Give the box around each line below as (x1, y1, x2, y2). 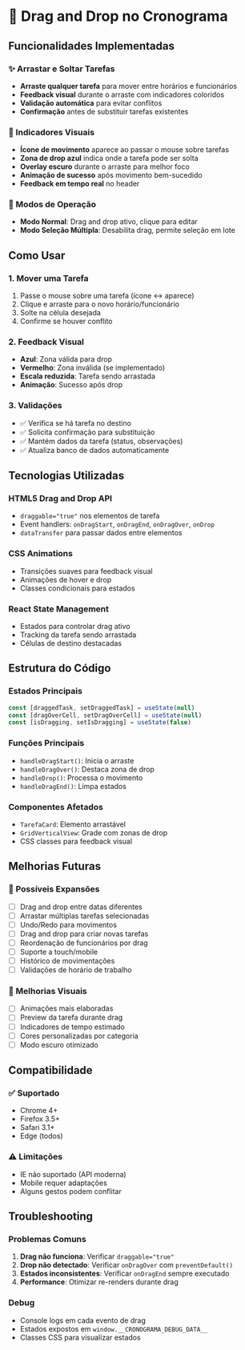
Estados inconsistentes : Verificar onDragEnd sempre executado (19, 1268, 230, 1279)
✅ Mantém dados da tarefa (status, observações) (19, 436, 183, 446)
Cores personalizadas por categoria (19, 1031, 139, 1040)
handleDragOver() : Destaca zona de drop (19, 764, 155, 774)
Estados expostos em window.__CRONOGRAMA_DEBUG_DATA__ (19, 1324, 208, 1333)
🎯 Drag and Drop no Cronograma (8, 7, 228, 26)
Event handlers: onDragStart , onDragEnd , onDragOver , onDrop (19, 519, 215, 529)
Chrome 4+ (19, 1106, 58, 1116)
